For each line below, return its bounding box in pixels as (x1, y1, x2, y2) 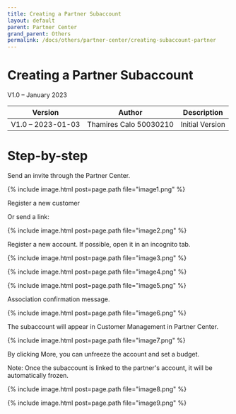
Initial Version (180, 120, 226, 130)
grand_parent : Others (7, 30, 71, 38)
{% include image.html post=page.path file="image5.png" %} (7, 281, 187, 289)
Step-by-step (7, 148, 88, 164)
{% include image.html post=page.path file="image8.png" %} (7, 385, 187, 393)
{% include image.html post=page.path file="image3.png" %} (7, 254, 187, 262)
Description (182, 108, 224, 118)
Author (118, 108, 143, 118)
